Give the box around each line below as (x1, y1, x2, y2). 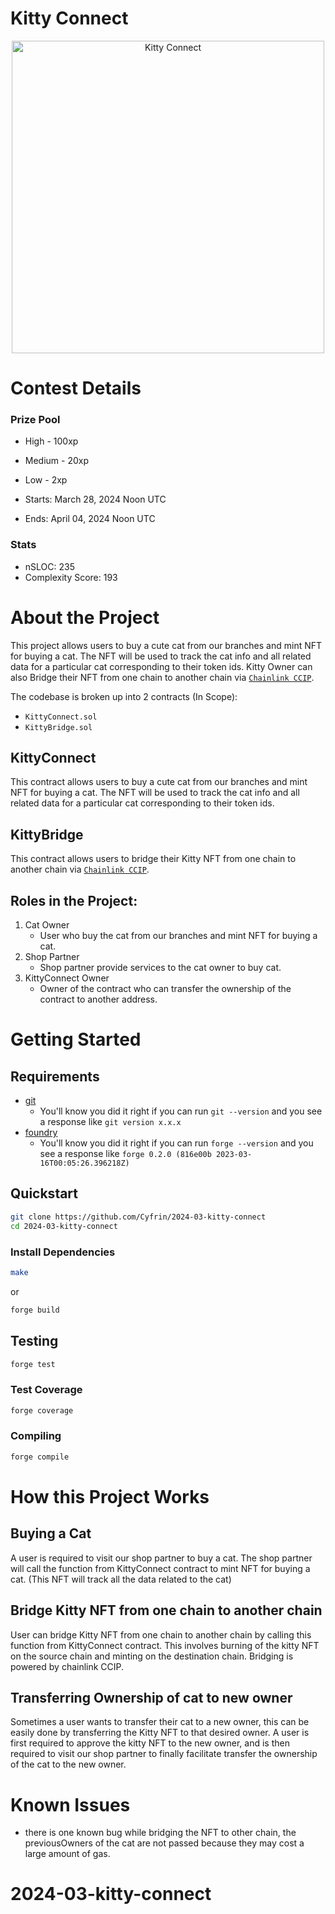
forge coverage (10, 1405, 74, 1416)
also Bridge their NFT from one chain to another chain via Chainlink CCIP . (10, 671, 315, 683)
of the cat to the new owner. (10, 1758, 127, 1771)
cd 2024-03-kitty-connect (10, 1221, 118, 1231)
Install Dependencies (10, 1245, 116, 1259)
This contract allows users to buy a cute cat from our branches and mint (10, 776, 308, 788)
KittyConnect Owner (24, 972, 110, 984)
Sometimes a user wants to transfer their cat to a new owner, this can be (10, 1716, 310, 1728)
